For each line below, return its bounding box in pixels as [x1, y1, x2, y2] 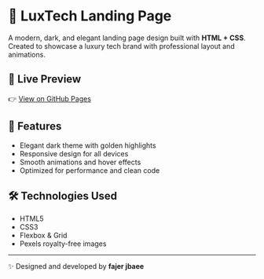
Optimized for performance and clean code [19, 165, 160, 175]
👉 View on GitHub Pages [8, 94, 92, 103]
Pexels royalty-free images [19, 239, 107, 248]
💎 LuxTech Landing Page [8, 7, 172, 25]
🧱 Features [8, 119, 62, 133]
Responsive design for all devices [19, 149, 129, 158]
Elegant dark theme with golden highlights [19, 141, 156, 150]
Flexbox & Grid [19, 231, 68, 240]
